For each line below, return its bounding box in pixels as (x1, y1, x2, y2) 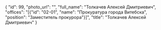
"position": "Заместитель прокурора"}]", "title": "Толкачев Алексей (5, 15, 146, 20)
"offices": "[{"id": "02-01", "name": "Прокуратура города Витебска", (5, 9, 148, 15)
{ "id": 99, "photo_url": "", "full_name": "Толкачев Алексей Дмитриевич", (5, 4, 156, 10)
